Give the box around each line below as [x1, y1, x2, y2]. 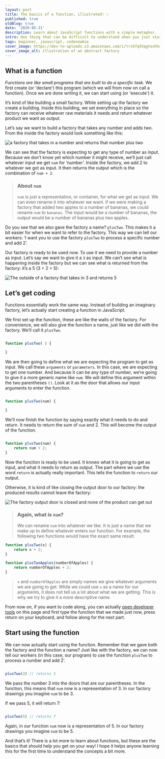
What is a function [5, 66, 62, 75]
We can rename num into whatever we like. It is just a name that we [17, 523, 151, 528]
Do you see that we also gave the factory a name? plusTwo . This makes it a [5, 224, 156, 230]
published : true [5, 16, 38, 21]
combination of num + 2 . [5, 170, 54, 176]
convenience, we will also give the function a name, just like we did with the [5, 322, 158, 328]
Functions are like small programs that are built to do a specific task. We [5, 80, 152, 86]
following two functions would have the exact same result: [17, 533, 135, 539]
